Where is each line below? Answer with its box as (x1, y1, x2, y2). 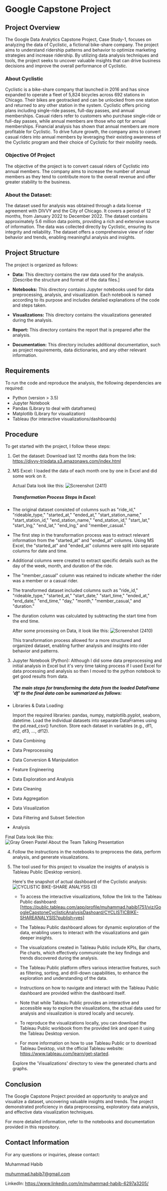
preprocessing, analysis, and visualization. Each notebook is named (12, 292, 152, 298)
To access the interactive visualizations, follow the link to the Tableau (19, 893, 162, 900)
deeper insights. (19, 935, 53, 941)
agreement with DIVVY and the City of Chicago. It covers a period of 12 (5, 208, 151, 214)
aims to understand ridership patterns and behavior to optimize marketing (5, 47, 157, 53)
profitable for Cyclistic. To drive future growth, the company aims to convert (5, 129, 161, 135)
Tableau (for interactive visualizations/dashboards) (12, 416, 117, 422)
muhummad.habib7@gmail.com (5, 1171, 71, 1177)
